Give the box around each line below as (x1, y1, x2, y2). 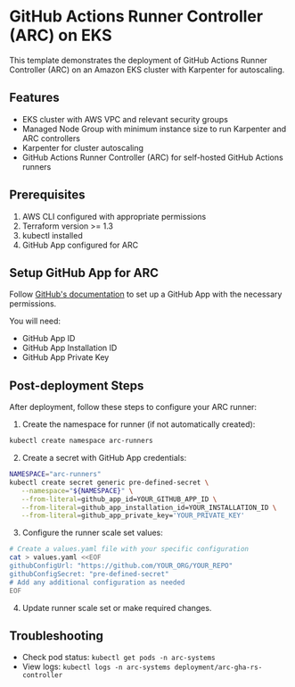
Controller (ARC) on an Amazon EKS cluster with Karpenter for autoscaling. (9, 64, 285, 75)
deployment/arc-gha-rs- (174, 663, 263, 672)
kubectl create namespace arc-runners (9, 436, 153, 446)
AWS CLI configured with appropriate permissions (21, 211, 207, 222)
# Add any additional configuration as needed (9, 578, 185, 587)
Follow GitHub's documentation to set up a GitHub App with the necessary (9, 289, 283, 300)
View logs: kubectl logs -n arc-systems (21, 661, 171, 672)
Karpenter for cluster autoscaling (21, 142, 144, 153)
